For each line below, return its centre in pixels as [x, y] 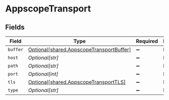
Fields [15, 27]
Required [147, 41]
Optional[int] [44, 74]
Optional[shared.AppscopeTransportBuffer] [80, 49]
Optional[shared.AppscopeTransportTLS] [77, 82]
